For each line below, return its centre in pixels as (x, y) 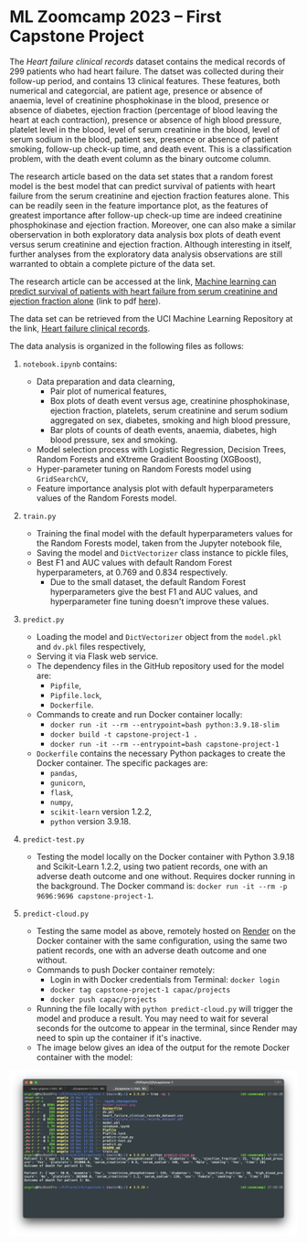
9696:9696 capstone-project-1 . (95, 895)
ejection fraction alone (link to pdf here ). (85, 301)
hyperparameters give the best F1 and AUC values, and (154, 591)
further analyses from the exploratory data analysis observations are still (146, 254)
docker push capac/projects (103, 999)
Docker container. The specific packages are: (122, 763)
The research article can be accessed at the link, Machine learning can (143, 282)
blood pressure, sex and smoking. (114, 440)
